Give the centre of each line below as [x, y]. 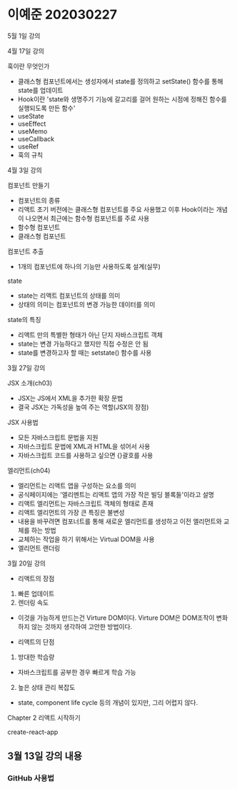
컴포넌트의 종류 [39, 200]
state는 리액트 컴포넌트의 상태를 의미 [69, 295]
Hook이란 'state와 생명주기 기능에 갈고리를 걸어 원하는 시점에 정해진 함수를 [122, 99]
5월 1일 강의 [24, 36]
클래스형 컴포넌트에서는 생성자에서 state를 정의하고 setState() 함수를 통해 [120, 81]
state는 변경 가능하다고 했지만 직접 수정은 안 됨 [83, 343]
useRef [28, 146]
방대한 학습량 [36, 657]
